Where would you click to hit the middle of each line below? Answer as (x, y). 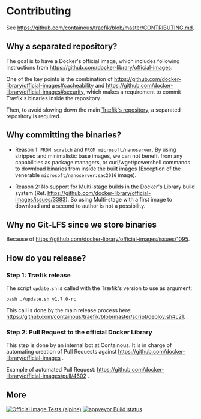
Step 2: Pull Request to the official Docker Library (79, 332)
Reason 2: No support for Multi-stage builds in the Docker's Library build (105, 187)
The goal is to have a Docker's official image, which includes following (93, 61)
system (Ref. (30, 193)
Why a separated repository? (62, 47)
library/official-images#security (45, 92)
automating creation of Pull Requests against (61, 352)
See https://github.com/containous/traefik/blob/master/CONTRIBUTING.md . (100, 28)
